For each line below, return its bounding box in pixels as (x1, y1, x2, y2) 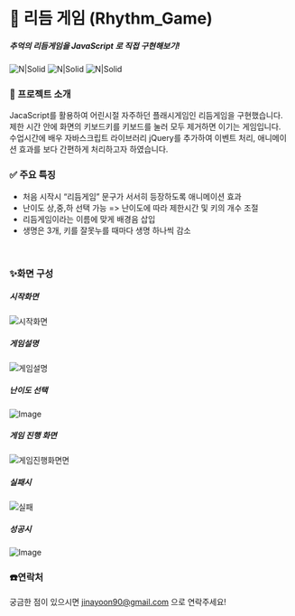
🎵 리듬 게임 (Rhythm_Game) (9, 8, 214, 29)
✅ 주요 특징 (9, 169, 56, 182)
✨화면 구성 (9, 267, 54, 280)
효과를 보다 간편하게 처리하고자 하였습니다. (18, 144, 169, 154)
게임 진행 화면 (9, 430, 57, 441)
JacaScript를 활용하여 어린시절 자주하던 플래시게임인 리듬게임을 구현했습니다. (9, 110, 283, 121)
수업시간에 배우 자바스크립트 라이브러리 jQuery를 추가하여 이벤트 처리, (9, 133, 256, 144)
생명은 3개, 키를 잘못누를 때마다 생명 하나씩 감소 (22, 225, 191, 236)
